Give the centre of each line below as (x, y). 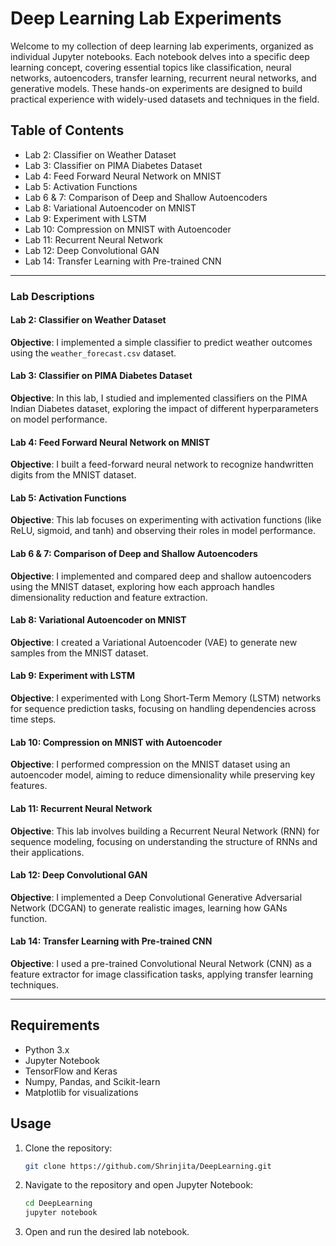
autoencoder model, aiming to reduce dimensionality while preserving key (163, 775)
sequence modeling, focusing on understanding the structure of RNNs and (164, 841)
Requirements (55, 1025)
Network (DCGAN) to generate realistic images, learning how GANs (149, 908)
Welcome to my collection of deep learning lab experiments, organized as (162, 46)
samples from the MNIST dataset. (79, 653)
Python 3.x (47, 1049)
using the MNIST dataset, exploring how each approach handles (142, 586)
